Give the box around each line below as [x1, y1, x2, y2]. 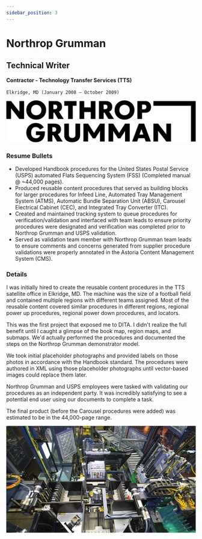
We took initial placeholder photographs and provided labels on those [6, 352, 179, 359]
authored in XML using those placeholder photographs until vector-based [6, 365, 188, 372]
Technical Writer [6, 60, 70, 71]
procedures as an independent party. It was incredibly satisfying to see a [6, 389, 187, 397]
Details [6, 270, 28, 279]
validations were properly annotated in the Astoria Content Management [14, 249, 194, 256]
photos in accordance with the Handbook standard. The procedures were [6, 359, 188, 366]
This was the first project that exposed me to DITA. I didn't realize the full [6, 321, 187, 328]
